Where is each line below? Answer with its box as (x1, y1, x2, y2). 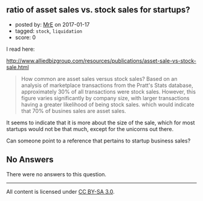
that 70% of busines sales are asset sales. (21, 107, 126, 114)
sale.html (6, 63, 29, 71)
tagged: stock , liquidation (14, 27, 83, 34)
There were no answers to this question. (6, 170, 107, 177)
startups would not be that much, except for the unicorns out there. (6, 125, 174, 132)
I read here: (6, 45, 35, 53)
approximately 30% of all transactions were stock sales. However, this (21, 88, 196, 95)
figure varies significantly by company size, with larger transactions (21, 94, 190, 101)
